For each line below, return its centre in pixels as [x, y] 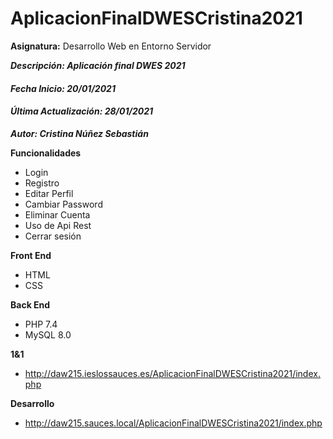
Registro [42, 183]
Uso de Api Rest [58, 225]
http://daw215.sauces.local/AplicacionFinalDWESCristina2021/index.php [173, 423]
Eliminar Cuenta [57, 214]
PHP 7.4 [41, 324]
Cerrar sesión [53, 236]
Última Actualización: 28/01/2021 [82, 111]
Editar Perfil [49, 193]
